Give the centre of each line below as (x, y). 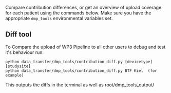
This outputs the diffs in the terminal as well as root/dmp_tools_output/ (80, 85)
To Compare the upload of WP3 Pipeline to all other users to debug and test (85, 47)
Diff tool (18, 35)
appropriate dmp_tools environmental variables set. (59, 18)
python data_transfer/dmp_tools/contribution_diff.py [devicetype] (79, 62)
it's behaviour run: (25, 52)
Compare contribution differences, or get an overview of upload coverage (83, 7)
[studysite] (18, 66)
